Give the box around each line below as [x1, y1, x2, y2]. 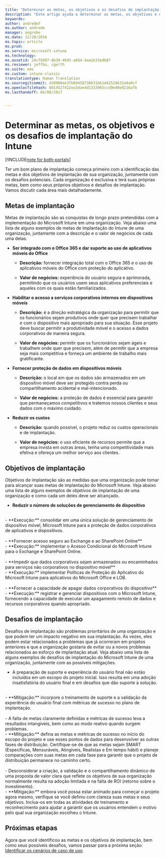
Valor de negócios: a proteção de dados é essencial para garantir [19, 395, 153, 401]
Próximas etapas [5, 824, 57, 832]
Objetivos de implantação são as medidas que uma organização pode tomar [5, 477, 159, 483]
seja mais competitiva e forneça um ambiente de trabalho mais [19, 350, 147, 356]
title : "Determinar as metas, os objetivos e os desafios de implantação [5, 7, 160, 12]
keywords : [5, 16, 26, 21]
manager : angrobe [5, 30, 41, 35]
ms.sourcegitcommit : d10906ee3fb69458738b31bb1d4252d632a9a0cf [5, 80, 137, 85]
